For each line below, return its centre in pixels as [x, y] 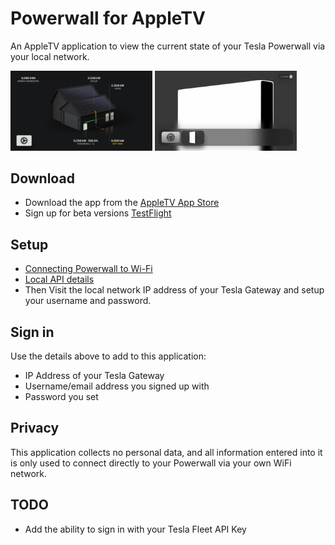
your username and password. [88, 301]
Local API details [59, 279]
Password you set [61, 396]
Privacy [35, 428]
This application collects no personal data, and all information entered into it [166, 452]
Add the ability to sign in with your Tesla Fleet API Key [135, 529]
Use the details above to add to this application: [108, 356]
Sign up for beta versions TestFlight [98, 213]
